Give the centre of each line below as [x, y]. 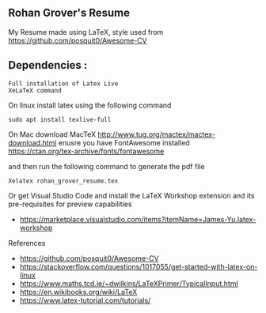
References [27, 243]
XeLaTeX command [35, 90]
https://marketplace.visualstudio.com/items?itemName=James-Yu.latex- [138, 219]
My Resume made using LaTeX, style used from [86, 32]
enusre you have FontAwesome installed [124, 142]
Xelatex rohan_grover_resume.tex [63, 181]
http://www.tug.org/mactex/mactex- [157, 134]
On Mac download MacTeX [52, 134]
